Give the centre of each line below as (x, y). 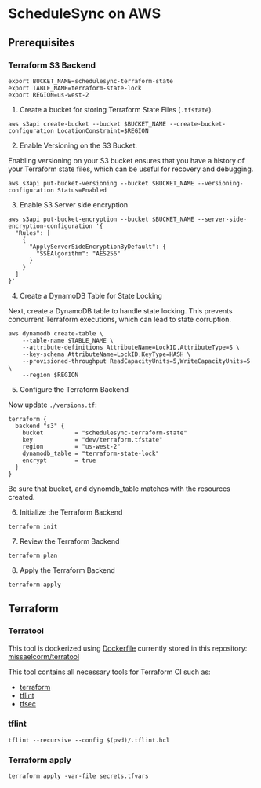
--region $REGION (51, 375)
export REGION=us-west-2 (49, 95)
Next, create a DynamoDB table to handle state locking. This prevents (120, 310)
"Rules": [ (33, 233)
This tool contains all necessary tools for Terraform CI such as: (109, 672)
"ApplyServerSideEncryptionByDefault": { (98, 247)
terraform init (33, 526)
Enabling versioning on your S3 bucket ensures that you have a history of (127, 160)
